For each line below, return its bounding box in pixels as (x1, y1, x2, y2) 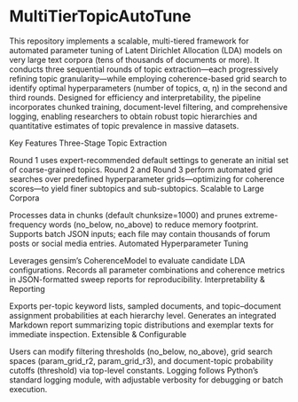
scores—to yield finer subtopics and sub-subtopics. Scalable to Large (9, 183, 264, 193)
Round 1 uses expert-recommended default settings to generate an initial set (9, 154, 289, 165)
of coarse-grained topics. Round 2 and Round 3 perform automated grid (9, 164, 273, 175)
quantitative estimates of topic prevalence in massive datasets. (9, 120, 239, 130)
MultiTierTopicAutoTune (9, 6, 192, 27)
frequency (9, 219, 47, 230)
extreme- (244, 209, 278, 220)
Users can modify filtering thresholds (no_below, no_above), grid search (9, 346, 273, 357)
